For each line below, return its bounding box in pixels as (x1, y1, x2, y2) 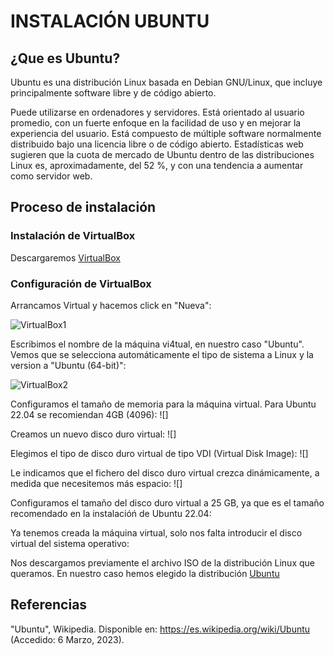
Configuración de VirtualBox (10, 276, 152, 290)
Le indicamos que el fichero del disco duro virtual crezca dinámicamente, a (10, 466, 320, 479)
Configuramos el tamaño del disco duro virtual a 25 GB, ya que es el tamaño (10, 496, 325, 509)
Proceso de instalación (10, 199, 157, 216)
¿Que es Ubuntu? (10, 50, 121, 67)
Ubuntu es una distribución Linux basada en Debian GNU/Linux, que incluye (10, 76, 323, 88)
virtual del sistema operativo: (10, 537, 130, 549)
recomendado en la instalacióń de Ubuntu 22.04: (10, 507, 212, 519)
